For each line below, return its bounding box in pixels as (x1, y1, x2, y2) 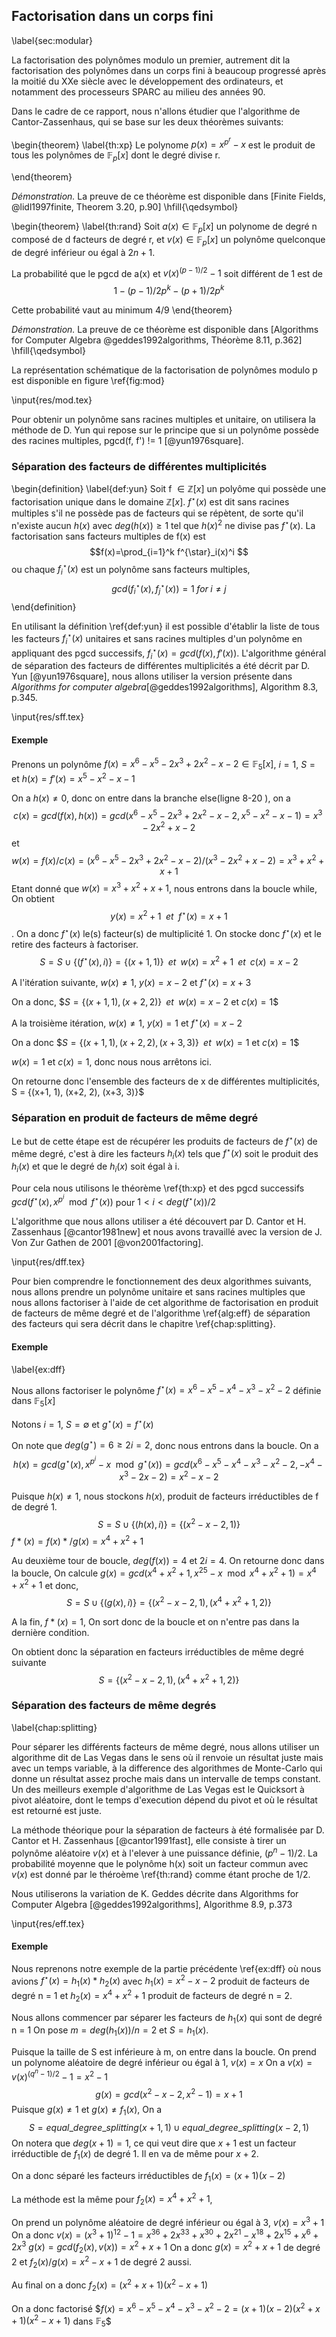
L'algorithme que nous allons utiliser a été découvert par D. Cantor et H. (11, 1215, 307, 1228)
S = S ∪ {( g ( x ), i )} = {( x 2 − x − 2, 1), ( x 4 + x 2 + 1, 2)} (65, 1595, 273, 1608)
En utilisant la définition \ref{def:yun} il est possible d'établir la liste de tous (11, 620, 320, 632)
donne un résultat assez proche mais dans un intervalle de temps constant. (11, 1772, 321, 1784)
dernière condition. (11, 1626, 90, 1638)
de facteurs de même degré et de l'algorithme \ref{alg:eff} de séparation (11, 1307, 311, 1319)
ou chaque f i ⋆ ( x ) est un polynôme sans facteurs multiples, (11, 561, 251, 578)
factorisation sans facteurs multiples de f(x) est (11, 530, 206, 542)
